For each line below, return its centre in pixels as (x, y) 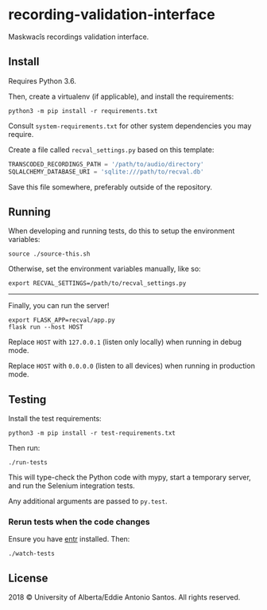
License (28, 578)
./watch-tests (32, 554)
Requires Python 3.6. (43, 80)
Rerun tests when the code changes (79, 522)
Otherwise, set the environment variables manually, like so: (104, 269)
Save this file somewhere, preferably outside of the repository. (110, 187)
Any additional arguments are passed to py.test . (88, 501)
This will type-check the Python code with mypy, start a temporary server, (130, 477)
